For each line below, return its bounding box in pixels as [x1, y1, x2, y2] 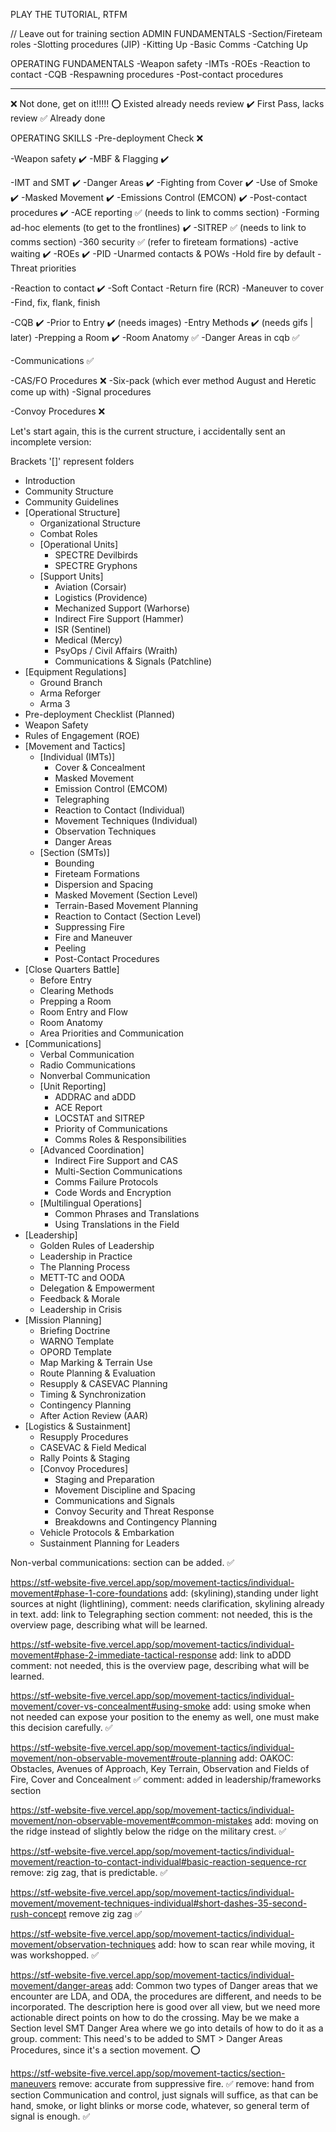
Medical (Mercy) [54, 634, 123, 646]
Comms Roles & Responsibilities [54, 1134, 187, 1145]
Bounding [54, 857, 95, 869]
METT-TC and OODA [39, 1272, 126, 1283]
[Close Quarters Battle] [24, 964, 120, 975]
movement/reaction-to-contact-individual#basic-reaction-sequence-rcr [10, 1856, 307, 1868]
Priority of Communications [54, 1123, 168, 1134]
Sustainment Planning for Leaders [39, 1537, 180, 1549]
